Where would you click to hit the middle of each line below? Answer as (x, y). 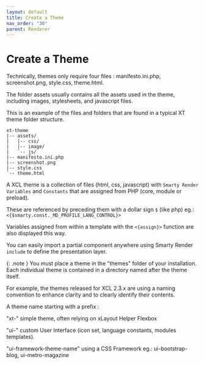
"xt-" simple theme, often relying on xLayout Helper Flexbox (82, 319)
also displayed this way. (36, 234)
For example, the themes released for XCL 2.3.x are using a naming (91, 289)
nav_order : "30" (27, 23)
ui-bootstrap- (171, 348)
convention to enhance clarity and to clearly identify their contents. (91, 295)
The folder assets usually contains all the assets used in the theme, (91, 95)
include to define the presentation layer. (57, 252)
